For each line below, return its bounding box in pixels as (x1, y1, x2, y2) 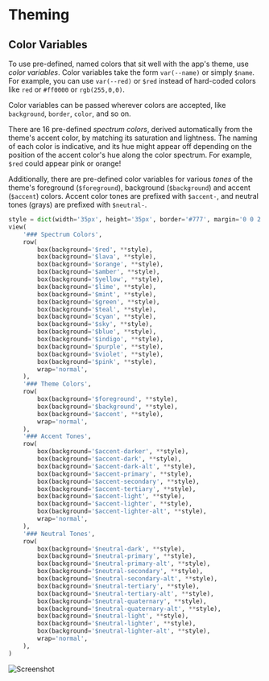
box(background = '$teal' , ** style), (37, 305, 157, 313)
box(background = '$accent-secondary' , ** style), (37, 477, 200, 485)
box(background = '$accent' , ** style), (37, 410, 163, 418)
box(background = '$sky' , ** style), (37, 320, 153, 328)
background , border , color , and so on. (8, 109, 131, 118)
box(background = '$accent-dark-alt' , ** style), (37, 462, 197, 470)
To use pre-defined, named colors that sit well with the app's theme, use (8, 59, 250, 68)
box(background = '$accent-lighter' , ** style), (37, 500, 193, 508)
